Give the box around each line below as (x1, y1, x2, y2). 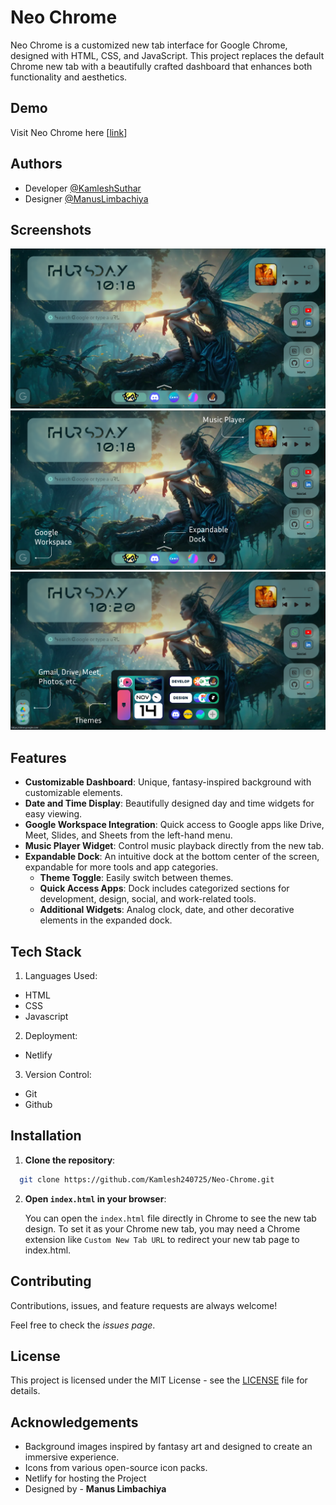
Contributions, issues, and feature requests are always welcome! (10, 1299, 278, 1311)
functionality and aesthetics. (10, 71, 128, 83)
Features (10, 749, 67, 766)
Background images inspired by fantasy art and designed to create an (24, 1441, 313, 1453)
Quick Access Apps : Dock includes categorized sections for (39, 882, 290, 895)
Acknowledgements (10, 1414, 139, 1431)
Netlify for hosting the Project (24, 1472, 147, 1485)
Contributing (10, 1273, 92, 1290)
